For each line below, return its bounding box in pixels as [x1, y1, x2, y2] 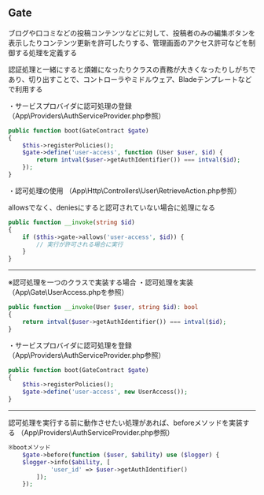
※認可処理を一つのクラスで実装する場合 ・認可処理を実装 [8, 277, 194, 287]
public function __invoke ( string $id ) [8, 218, 135, 226]
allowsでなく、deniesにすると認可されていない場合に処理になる [8, 203, 216, 212]
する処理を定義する [14, 47, 77, 58]
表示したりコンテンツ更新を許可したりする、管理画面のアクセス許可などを [8, 38, 249, 47]
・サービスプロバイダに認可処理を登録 [8, 341, 132, 350]
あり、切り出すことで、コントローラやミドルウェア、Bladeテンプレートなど [8, 74, 252, 84]
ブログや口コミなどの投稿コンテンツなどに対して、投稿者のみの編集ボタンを [8, 28, 255, 38]
